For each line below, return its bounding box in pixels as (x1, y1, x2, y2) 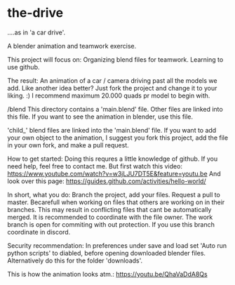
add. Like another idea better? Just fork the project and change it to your (7, 84, 217, 92)
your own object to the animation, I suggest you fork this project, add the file (7, 133, 229, 142)
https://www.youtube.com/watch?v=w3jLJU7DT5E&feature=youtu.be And (7, 169, 221, 178)
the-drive (7, 5, 64, 21)
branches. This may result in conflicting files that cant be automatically (7, 205, 212, 213)
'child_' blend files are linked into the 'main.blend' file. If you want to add (7, 126, 217, 134)
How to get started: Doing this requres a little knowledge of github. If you (7, 154, 218, 163)
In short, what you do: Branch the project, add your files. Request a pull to (7, 190, 221, 199)
